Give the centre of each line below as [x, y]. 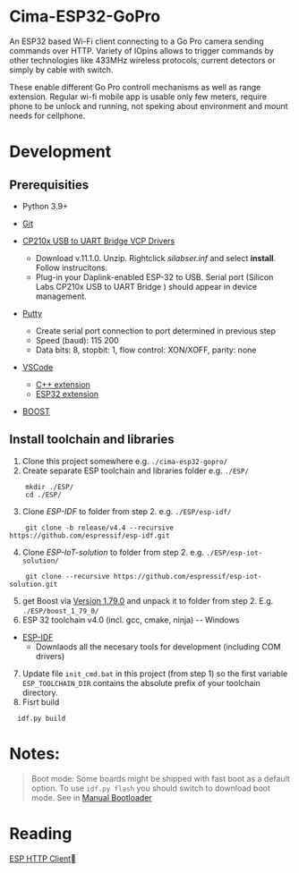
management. [61, 296]
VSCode [38, 367]
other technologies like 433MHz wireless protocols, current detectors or [142, 60]
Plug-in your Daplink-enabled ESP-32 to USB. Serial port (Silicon [154, 277]
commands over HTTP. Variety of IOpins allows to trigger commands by [142, 50]
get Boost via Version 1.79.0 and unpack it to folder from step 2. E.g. [148, 600]
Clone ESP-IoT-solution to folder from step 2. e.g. [113, 552]
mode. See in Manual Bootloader [91, 797]
